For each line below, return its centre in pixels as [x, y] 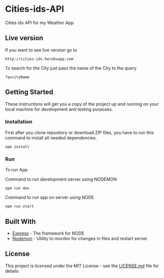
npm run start [20, 207]
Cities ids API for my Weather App [40, 23]
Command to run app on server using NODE [50, 197]
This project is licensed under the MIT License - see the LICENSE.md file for [82, 266]
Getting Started [29, 92]
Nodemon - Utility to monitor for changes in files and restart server [80, 238]
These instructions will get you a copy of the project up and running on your [82, 104]
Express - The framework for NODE [48, 233]
